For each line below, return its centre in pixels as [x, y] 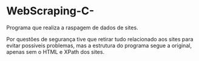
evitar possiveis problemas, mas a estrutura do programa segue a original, [99, 45]
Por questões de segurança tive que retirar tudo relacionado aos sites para [100, 39]
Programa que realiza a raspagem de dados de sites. [72, 28]
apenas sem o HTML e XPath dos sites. [56, 51]
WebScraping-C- [50, 11]
